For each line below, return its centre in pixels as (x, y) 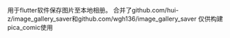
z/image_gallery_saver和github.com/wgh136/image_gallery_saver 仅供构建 (115, 19)
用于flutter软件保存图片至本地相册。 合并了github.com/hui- (93, 10)
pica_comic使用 (30, 27)
